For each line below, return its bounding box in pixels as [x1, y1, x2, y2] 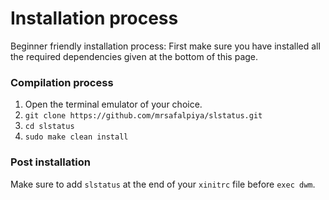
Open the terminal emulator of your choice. [24, 98, 203, 111]
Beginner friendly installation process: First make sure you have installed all [10, 40, 321, 52]
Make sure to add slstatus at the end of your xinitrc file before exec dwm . [10, 178, 316, 190]
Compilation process [10, 75, 114, 89]
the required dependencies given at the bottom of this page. [10, 50, 259, 62]
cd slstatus [24, 122, 75, 132]
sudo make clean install [24, 132, 129, 142]
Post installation [10, 155, 91, 169]
